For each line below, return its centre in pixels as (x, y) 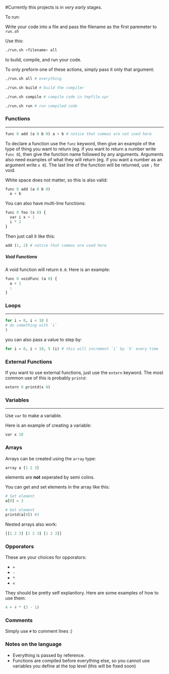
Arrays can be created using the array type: (51, 458)
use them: (16, 598)
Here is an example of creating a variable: (48, 425)
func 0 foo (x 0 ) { (26, 213)
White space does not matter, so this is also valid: (57, 180)
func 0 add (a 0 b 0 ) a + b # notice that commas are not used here (78, 134)
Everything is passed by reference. (49, 655)
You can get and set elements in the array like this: (57, 487)
